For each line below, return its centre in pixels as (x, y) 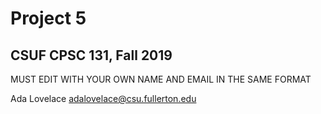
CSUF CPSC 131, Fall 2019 (91, 55)
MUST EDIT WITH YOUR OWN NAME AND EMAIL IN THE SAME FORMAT (161, 79)
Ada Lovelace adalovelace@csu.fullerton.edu (103, 98)
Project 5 (48, 18)
